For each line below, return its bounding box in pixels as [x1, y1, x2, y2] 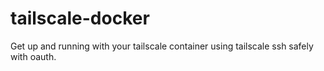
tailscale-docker [10, 7, 150, 30]
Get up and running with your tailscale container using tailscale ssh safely [10, 40, 314, 52]
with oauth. [10, 50, 57, 62]
